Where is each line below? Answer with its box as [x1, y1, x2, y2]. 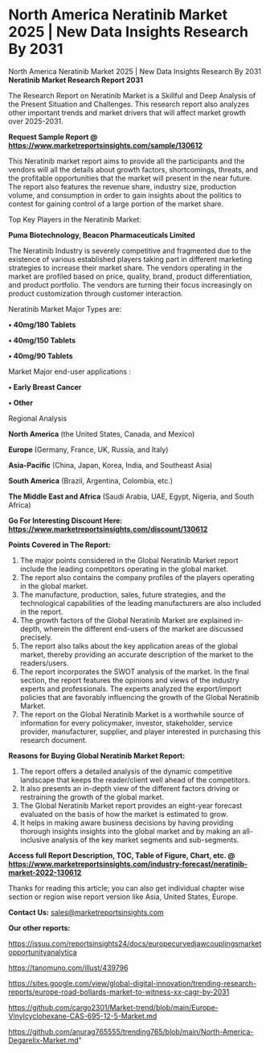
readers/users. [19, 658, 69, 668]
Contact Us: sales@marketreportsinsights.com [8, 907, 165, 917]
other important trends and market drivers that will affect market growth [8, 107, 247, 118]
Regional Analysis [8, 413, 67, 423]
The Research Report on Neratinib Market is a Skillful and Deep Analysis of [8, 90, 256, 100]
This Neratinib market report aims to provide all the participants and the [8, 155, 245, 166]
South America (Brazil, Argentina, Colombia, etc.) [8, 475, 174, 485]
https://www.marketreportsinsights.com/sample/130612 [8, 140, 203, 150]
